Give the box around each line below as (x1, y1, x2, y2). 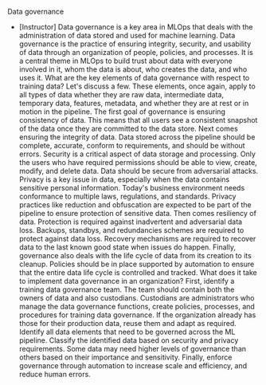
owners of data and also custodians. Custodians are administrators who (18, 293, 255, 302)
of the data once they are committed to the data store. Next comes (18, 124, 238, 133)
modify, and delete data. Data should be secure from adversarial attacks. (18, 167, 259, 175)
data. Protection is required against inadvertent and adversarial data (18, 217, 243, 226)
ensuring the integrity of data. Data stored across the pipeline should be (18, 132, 256, 142)
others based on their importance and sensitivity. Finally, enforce (18, 352, 233, 362)
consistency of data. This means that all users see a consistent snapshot (18, 116, 258, 124)
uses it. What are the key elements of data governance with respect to (18, 73, 250, 82)
